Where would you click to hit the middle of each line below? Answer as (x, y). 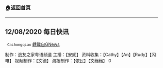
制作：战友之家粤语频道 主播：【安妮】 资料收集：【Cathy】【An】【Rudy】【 (78, 55)
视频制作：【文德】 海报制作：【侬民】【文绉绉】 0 (63, 61)
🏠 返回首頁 (18, 7)
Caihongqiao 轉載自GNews (33, 44)
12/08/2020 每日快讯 (37, 32)
